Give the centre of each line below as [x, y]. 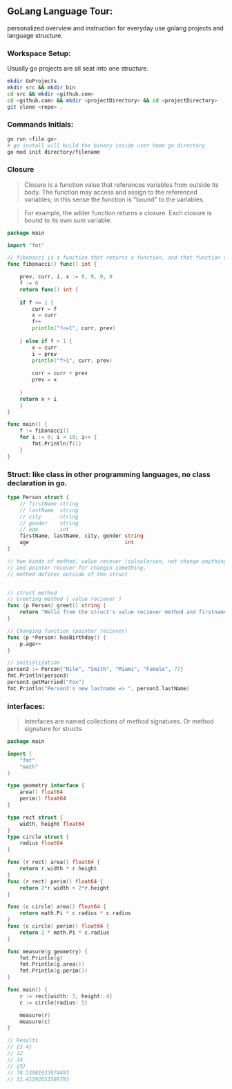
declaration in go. [37, 483]
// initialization [33, 663]
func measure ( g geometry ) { [48, 951]
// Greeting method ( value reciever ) [65, 599]
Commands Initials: [40, 125]
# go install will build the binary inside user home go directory [106, 145]
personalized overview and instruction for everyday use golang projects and [116, 28]
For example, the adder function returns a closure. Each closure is [118, 213]
